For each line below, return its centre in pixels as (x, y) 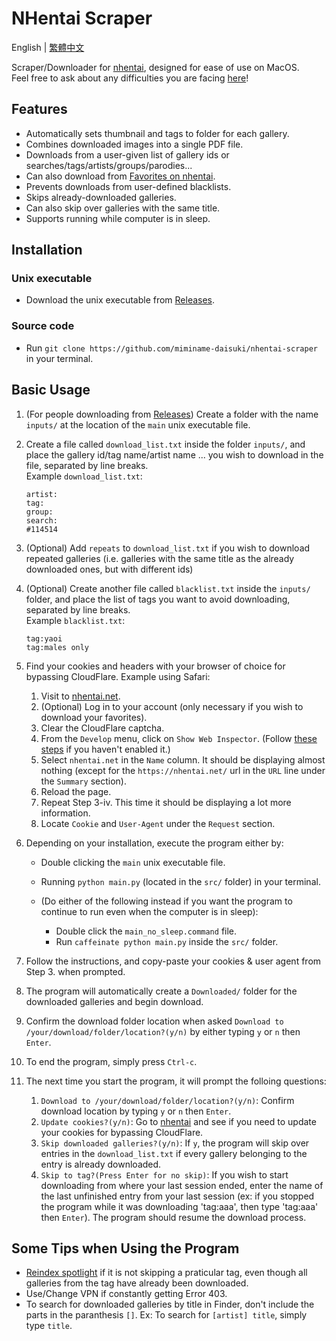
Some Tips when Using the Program (125, 1248)
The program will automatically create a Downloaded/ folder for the (161, 991)
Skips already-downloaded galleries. (101, 197)
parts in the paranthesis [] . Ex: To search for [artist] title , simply (166, 1315)
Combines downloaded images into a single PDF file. (134, 144)
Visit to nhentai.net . (80, 696)
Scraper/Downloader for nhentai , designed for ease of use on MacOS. (155, 67)
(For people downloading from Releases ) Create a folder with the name (172, 414)
